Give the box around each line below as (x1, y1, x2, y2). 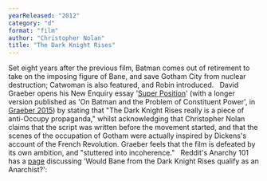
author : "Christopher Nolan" (8, 33, 105, 42)
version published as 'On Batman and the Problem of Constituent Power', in (8, 97, 256, 107)
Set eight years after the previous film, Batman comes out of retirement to (8, 63, 250, 73)
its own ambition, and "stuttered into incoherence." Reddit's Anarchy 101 (8, 148, 249, 158)
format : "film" (8, 26, 59, 34)
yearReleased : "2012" (8, 11, 80, 20)
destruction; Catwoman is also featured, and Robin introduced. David (8, 81, 239, 90)
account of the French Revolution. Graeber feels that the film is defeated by (8, 140, 256, 149)
